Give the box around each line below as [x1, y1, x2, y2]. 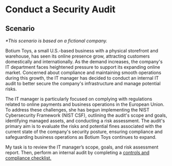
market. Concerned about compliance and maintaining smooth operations [5, 69, 162, 76]
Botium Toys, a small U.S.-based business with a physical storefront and [5, 48, 158, 53]
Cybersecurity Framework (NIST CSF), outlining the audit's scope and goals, [5, 112, 167, 118]
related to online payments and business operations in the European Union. [5, 101, 164, 107]
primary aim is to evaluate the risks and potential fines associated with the [5, 123, 162, 129]
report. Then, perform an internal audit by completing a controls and [5, 150, 150, 155]
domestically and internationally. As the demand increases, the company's [5, 59, 163, 65]
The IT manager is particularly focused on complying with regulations [5, 96, 152, 102]
